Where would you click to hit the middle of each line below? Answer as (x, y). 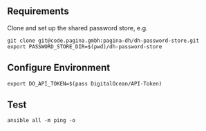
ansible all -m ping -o (41, 121)
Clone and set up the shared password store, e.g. (77, 28)
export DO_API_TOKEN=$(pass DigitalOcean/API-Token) (85, 83)
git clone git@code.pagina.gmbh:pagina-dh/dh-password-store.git (103, 41)
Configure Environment (59, 68)
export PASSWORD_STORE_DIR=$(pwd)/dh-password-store (85, 47)
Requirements (38, 11)
